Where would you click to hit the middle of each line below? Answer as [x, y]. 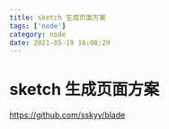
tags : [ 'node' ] [38, 26]
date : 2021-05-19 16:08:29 [60, 43]
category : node [38, 34]
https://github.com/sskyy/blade [67, 115]
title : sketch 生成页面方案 [58, 17]
